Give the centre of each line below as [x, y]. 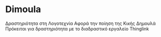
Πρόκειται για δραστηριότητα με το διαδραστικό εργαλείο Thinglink [77, 28]
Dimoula [23, 9]
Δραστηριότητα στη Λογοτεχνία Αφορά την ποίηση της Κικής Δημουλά [81, 23]
